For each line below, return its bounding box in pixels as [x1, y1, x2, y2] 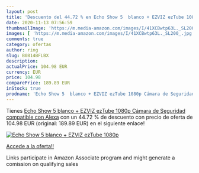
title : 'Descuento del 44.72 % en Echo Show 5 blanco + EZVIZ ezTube [6, 14, 184, 20]
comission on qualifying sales [6, 160, 79, 167]
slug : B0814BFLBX [6, 53, 49, 58]
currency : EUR [6, 69, 41, 75]
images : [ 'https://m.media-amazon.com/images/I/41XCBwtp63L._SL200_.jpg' [6, 31, 195, 37]
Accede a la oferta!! [6, 142, 54, 149]
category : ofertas [6, 42, 52, 48]
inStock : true [6, 86, 41, 92]
